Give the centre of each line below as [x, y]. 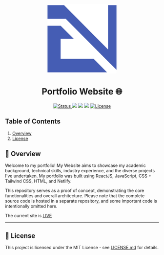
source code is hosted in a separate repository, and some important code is [81, 201]
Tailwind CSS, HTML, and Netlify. [38, 181]
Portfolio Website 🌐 [82, 91]
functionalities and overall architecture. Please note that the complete [75, 196]
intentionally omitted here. [31, 206]
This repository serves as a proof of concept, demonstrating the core [75, 191]
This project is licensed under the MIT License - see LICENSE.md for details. [82, 248]
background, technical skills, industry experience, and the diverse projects [80, 171]
